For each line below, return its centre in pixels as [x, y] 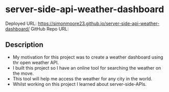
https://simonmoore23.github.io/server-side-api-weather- [99, 23]
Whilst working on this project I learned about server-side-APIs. [80, 84]
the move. [23, 73]
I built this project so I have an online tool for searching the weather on [87, 68]
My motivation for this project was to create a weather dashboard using [88, 57]
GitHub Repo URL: [50, 28]
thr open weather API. [36, 63]
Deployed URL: [21, 23]
